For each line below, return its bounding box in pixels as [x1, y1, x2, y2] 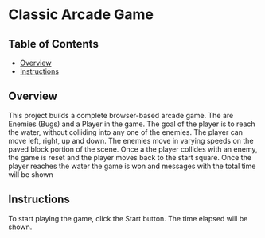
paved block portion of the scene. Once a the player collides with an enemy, [8, 144, 258, 154]
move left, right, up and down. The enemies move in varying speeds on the [8, 136, 254, 145]
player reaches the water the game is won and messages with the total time [8, 161, 256, 171]
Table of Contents [8, 37, 99, 51]
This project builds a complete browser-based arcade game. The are [8, 110, 234, 120]
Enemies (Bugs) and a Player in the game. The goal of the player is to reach [8, 119, 256, 129]
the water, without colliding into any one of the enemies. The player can [8, 127, 243, 136]
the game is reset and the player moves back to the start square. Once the [8, 152, 252, 162]
